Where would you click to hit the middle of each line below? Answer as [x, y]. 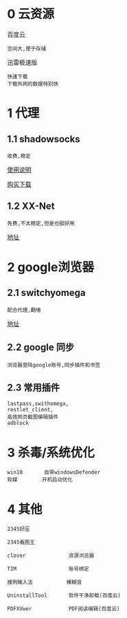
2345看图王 [21, 542]
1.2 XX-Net [31, 206]
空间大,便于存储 [27, 49]
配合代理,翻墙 [24, 310]
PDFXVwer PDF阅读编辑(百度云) [63, 609]
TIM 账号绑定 [48, 569]
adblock [18, 423]
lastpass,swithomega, [38, 404]
